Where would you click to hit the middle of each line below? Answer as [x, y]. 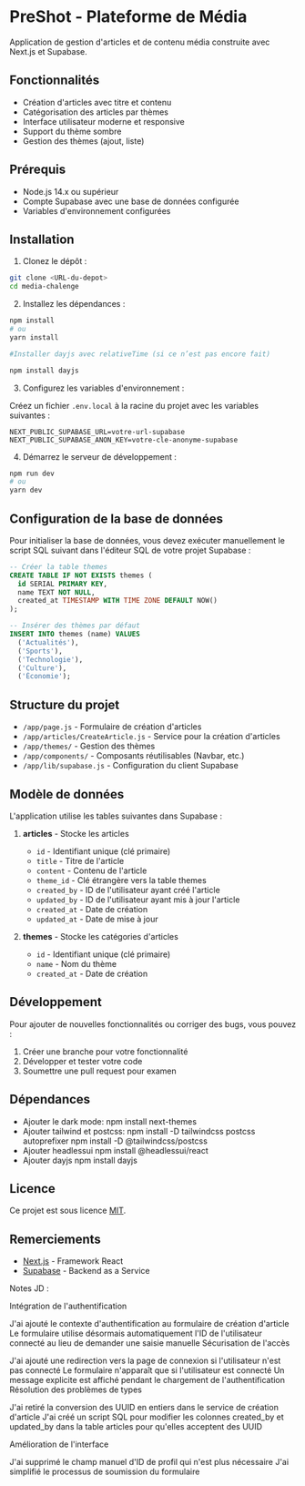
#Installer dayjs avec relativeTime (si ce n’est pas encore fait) [140, 354]
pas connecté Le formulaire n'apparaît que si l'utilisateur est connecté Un [147, 1370]
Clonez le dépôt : [55, 261]
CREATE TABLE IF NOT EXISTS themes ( [81, 575]
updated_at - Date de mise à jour [97, 919]
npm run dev [32, 473]
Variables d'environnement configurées [97, 210]
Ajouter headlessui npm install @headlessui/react [115, 1150]
